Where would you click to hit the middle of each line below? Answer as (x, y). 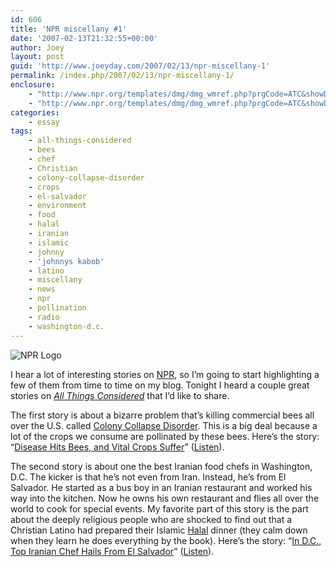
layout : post (37, 57)
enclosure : (33, 85)
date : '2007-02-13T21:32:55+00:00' (84, 38)
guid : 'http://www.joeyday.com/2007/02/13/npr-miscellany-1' (140, 66)
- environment (57, 206)
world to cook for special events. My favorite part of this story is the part (159, 508)
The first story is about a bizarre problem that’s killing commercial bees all (162, 415)
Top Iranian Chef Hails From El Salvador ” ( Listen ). (112, 551)
